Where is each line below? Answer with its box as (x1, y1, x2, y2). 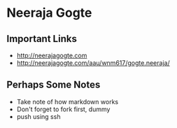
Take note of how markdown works (16, 97, 119, 106)
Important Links (6, 33, 78, 45)
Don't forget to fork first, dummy (16, 105, 111, 113)
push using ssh (16, 112, 61, 120)
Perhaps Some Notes (6, 79, 101, 91)
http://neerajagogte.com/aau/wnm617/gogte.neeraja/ (16, 59, 170, 67)
